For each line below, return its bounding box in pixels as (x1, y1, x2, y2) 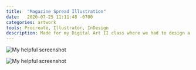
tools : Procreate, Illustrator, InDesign (6, 24, 109, 31)
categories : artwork (6, 19, 57, 25)
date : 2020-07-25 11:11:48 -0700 (6, 14, 93, 20)
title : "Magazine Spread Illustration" (6, 8, 107, 15)
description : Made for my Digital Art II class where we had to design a (6, 30, 191, 36)
